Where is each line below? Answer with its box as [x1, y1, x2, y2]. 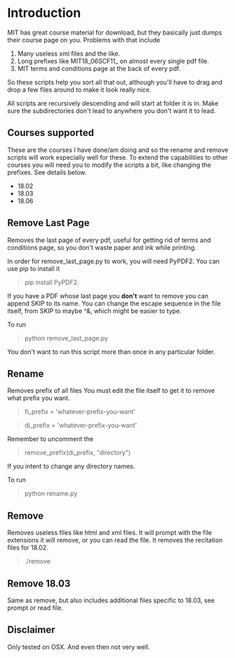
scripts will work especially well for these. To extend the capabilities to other [7, 153, 228, 161]
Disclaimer [7, 624, 55, 636]
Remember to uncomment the [7, 435, 93, 443]
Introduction [7, 5, 81, 21]
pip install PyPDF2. [24, 278, 79, 286]
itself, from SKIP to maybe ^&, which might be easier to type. [7, 306, 182, 315]
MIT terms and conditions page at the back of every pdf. [17, 64, 181, 72]
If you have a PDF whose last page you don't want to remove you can [7, 291, 209, 300]
